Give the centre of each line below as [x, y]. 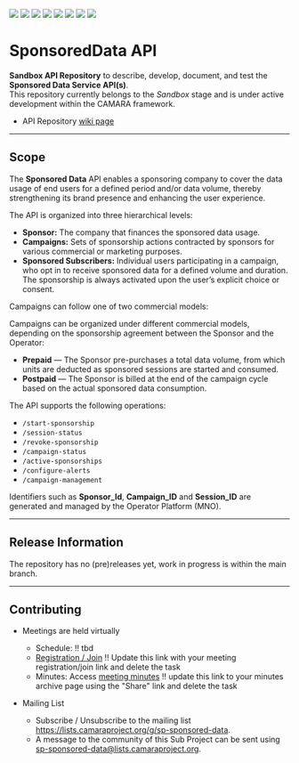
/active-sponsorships [62, 461]
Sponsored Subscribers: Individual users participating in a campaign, [150, 260]
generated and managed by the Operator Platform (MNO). [115, 506]
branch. [24, 573]
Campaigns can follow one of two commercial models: [109, 306]
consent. [38, 288]
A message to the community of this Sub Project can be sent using [158, 740]
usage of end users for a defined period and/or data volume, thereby [135, 188]
